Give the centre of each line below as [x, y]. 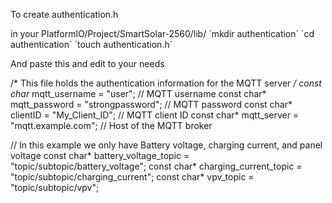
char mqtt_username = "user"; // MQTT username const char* [138, 93]
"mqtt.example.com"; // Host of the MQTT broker [111, 125]
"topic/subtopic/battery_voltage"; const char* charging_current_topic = [156, 166]
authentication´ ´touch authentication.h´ [91, 44]
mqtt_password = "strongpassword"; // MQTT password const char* [151, 104]
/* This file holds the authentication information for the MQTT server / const [166, 83]
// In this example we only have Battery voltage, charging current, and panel [166, 145]
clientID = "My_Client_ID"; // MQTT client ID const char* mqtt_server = [155, 115]
